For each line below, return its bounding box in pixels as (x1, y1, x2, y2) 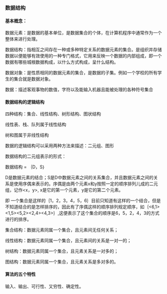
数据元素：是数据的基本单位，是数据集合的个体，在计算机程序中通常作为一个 (5, 30, 162, 36)
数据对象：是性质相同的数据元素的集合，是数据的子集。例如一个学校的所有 (5, 70, 158, 76)
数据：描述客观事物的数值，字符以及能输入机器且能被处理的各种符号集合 (5, 86, 153, 93)
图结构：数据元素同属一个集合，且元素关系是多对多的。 (5, 259, 118, 265)
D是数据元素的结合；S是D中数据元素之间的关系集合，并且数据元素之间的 (5, 175, 154, 181)
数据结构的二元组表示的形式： (5, 153, 66, 159)
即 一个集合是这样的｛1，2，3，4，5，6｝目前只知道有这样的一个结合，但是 (5, 198, 161, 204)
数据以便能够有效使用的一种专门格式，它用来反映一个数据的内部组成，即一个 (5, 53, 162, 59)
